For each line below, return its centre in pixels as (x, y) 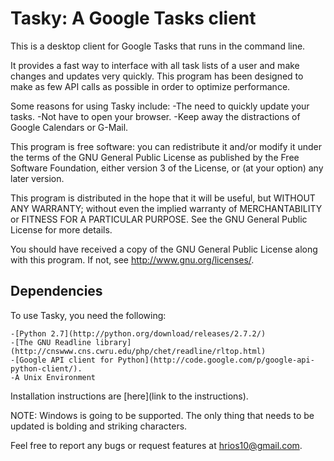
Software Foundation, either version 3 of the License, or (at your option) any (167, 168)
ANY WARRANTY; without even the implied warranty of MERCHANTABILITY (166, 208)
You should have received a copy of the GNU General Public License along (164, 249)
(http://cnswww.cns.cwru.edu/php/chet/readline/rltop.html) (138, 351)
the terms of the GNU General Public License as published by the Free (155, 157)
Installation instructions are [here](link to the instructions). (129, 396)
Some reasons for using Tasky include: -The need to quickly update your (160, 106)
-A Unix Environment (53, 377)
